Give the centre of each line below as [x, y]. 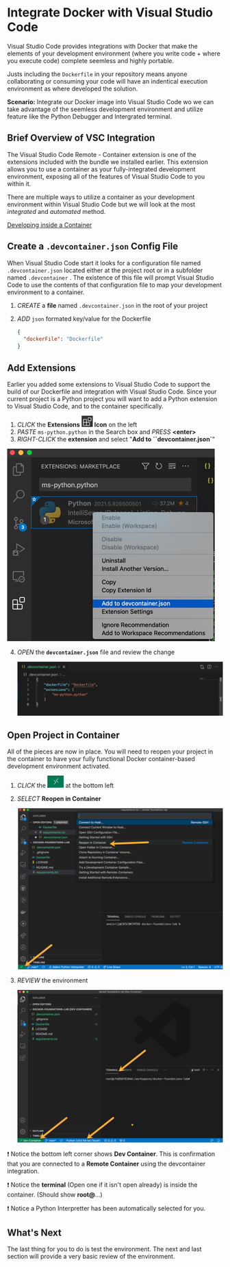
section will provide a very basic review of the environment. [91, 1256]
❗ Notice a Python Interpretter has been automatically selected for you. [106, 1209]
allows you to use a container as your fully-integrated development [102, 169]
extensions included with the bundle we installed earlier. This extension [108, 162]
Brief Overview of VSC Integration [81, 138]
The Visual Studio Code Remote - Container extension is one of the [102, 154]
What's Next [34, 1232]
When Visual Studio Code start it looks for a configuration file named [104, 263]
